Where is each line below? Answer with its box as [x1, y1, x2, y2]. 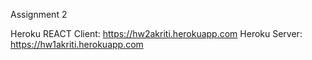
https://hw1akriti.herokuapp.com [10, 39, 144, 50]
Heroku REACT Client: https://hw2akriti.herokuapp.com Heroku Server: [10, 28, 303, 39]
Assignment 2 [10, 9, 68, 20]
